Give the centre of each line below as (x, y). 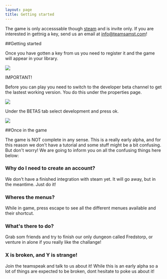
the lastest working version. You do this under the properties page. (74, 92)
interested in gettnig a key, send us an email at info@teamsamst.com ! (76, 34)
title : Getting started (30, 14)
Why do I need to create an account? (50, 168)
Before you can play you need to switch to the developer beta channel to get (83, 87)
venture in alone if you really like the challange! (53, 242)
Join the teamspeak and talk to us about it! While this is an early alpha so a (82, 266)
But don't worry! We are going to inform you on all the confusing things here (83, 150)
